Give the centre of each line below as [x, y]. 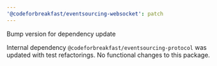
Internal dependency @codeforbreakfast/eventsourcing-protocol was [107, 47]
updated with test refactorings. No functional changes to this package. [108, 55]
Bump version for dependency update [61, 34]
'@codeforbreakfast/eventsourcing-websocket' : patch [85, 14]
